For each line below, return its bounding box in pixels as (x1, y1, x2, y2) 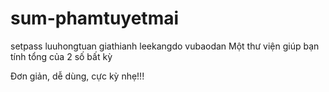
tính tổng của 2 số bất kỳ (10, 50, 113, 62)
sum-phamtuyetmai (10, 7, 180, 30)
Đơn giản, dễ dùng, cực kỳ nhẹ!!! (10, 70, 145, 82)
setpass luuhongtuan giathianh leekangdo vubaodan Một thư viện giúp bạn (10, 40, 320, 52)
